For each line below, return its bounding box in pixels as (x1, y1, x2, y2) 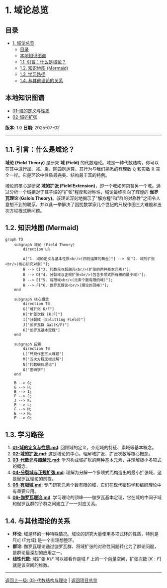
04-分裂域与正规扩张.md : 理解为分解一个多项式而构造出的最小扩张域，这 (12, 470, 162, 476)
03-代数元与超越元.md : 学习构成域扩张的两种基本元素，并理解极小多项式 (12, 457, 162, 463)
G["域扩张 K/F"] (23, 306, 55, 312)
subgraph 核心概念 (14, 297, 49, 302)
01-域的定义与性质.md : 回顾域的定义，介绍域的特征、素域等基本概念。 (12, 445, 157, 451)
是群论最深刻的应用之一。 (12, 550, 65, 556)
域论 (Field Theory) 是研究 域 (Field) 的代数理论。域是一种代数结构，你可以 (5, 159, 159, 165)
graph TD (5, 237, 23, 242)
